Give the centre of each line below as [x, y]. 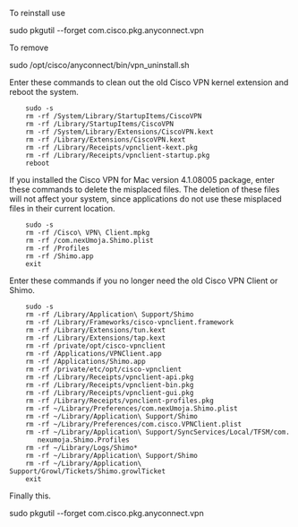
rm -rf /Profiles [58, 248]
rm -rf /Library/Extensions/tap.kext [96, 338]
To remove [29, 48]
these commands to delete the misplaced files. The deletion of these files [145, 189]
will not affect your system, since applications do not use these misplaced [145, 199]
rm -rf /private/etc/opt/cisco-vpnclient [103, 369]
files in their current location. [62, 208]
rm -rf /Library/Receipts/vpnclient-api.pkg [110, 377]
